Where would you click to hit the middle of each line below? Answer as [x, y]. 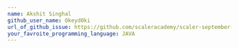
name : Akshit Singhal [39, 14]
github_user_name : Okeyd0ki [49, 20]
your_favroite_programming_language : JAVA [71, 34]
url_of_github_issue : [39, 27]
